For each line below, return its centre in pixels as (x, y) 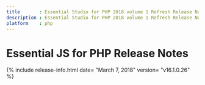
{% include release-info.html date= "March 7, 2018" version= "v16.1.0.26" (98, 70)
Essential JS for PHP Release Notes (98, 53)
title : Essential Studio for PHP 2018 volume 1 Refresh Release (99, 12)
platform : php (30, 23)
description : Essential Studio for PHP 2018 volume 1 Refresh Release (99, 18)
